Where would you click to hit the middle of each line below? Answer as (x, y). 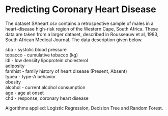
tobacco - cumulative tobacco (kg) (41, 55)
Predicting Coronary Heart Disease (81, 9)
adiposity (15, 66)
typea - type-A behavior (31, 76)
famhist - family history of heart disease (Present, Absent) (66, 71)
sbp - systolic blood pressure (36, 49)
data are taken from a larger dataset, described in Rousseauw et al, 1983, (82, 34)
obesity (13, 82)
